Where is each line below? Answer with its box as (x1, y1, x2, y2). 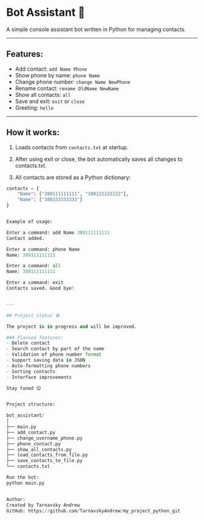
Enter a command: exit (6, 279, 64, 286)
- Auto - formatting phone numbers (6, 362, 91, 369)
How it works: (6, 127, 59, 138)
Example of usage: (6, 219, 53, 225)
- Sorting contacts (6, 368, 56, 374)
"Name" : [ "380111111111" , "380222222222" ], (17, 191, 129, 197)
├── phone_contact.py (6, 441, 61, 447)
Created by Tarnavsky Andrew (6, 502, 80, 508)
